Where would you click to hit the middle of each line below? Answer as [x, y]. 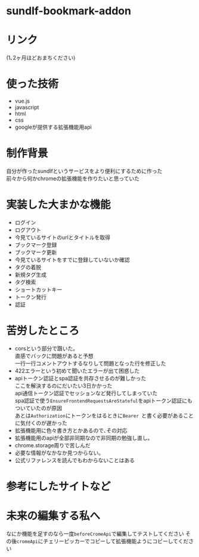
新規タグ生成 [30, 274]
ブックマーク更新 [36, 252]
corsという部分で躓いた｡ [45, 348]
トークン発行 [30, 297]
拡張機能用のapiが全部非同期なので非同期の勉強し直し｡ [83, 438]
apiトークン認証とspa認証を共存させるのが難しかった [80, 378]
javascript [27, 107]
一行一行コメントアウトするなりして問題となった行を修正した [90, 363]
